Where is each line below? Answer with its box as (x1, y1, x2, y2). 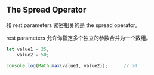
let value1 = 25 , (6, 46, 50, 52)
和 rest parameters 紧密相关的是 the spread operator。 (6, 21, 141, 29)
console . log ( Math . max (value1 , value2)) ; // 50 (6, 62, 137, 68)
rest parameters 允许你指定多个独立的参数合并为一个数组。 (6, 34, 152, 41)
